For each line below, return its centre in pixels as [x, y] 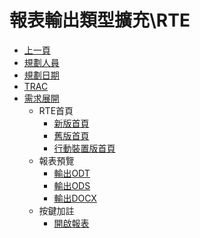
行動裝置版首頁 [84, 148]
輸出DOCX [75, 198]
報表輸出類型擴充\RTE [100, 20]
